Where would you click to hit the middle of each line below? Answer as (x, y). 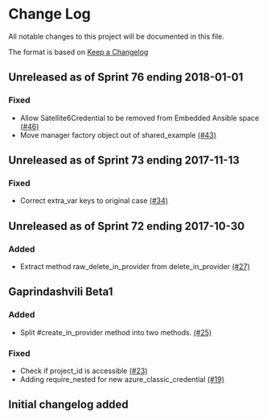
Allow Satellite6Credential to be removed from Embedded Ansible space (140, 118)
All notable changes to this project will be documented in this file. (117, 36)
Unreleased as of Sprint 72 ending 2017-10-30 (127, 226)
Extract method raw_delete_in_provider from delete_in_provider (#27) (135, 266)
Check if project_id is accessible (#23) (84, 371)
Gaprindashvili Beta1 (61, 292)
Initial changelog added (68, 405)
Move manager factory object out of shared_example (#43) (118, 135)
